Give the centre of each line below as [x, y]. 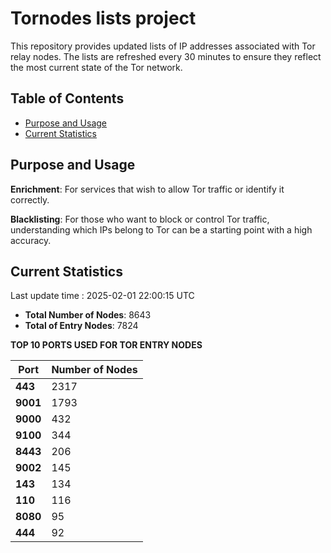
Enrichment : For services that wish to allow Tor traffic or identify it [147, 189]
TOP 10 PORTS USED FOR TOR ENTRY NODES [106, 345]
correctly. [30, 199]
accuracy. [31, 240]
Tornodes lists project [103, 18]
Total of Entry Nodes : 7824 [81, 326]
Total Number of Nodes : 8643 [88, 315]
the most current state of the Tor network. [96, 67]
